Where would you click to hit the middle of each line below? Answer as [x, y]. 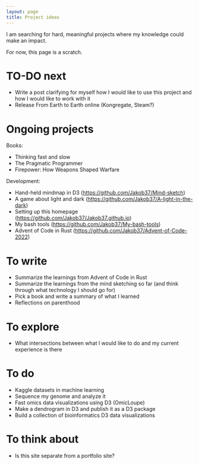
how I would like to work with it [53, 99]
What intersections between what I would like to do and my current [97, 343]
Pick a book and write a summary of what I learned [77, 296]
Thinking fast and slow [42, 157]
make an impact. [26, 40]
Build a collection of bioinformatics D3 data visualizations [85, 415]
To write [27, 261]
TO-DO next [36, 76]
